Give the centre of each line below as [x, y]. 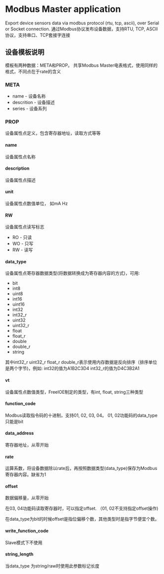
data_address [20, 433]
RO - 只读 [22, 237]
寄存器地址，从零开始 [27, 445]
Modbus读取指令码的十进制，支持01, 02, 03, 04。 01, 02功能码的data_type [81, 415]
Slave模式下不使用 [24, 542]
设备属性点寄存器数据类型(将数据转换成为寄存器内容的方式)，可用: [73, 273]
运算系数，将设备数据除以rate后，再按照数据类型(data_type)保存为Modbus [81, 468]
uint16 [18, 304]
